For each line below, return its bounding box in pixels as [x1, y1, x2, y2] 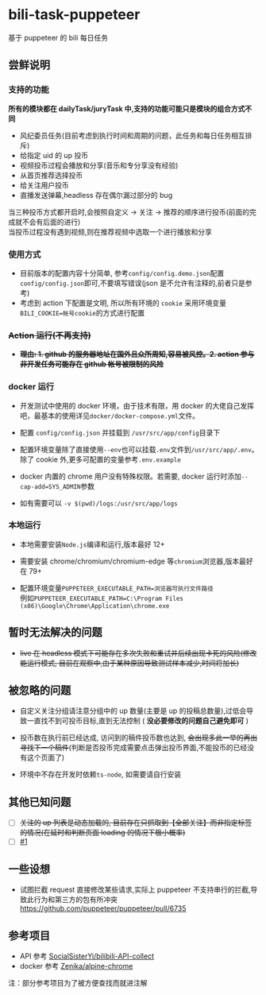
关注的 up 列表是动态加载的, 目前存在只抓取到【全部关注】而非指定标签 [19, 818, 253, 827]
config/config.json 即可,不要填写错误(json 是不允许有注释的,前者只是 [19, 278, 246, 288]
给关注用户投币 [19, 180, 69, 190]
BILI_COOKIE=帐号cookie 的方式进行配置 [19, 308, 145, 317]
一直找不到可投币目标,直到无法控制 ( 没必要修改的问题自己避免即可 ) [26, 716, 249, 726]
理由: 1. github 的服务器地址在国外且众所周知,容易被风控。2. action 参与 [19, 350, 255, 359]
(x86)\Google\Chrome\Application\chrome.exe [19, 602, 170, 610]
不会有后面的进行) [21, 217, 81, 226]
